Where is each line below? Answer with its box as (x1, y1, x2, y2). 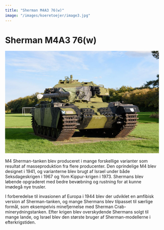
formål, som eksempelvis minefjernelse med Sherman (5, 204, 114, 210)
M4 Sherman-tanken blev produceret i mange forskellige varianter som (5, 158, 148, 164)
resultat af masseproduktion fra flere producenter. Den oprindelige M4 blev (5, 163, 157, 169)
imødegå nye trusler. (5, 184, 46, 190)
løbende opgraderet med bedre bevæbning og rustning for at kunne (5, 179, 142, 185)
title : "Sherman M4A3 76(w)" (5, 8, 64, 13)
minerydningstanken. (5, 209, 48, 215)
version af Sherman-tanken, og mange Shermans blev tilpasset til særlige (5, 199, 153, 205)
